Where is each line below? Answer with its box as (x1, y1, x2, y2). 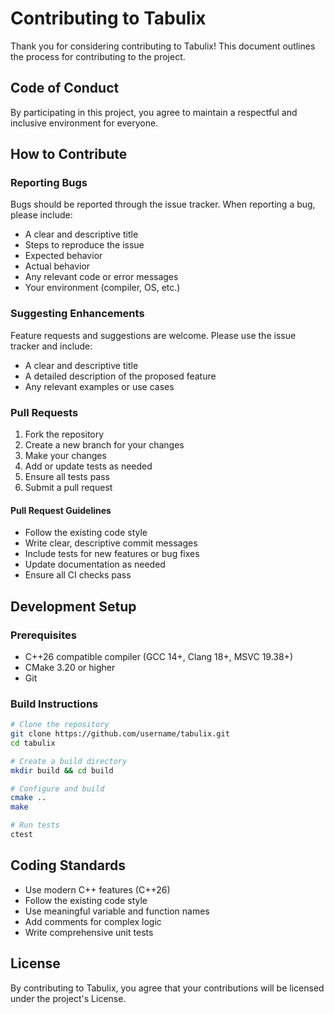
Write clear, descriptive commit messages (24, 537, 198, 549)
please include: (10, 209, 73, 221)
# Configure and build (10, 783, 105, 794)
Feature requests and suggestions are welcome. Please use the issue (10, 329, 297, 341)
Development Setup (10, 598, 137, 615)
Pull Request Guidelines (10, 504, 112, 516)
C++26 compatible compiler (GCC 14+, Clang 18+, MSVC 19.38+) (24, 650, 293, 662)
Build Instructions (10, 697, 99, 711)
